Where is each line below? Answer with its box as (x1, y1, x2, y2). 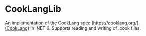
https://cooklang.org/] (93, 20, 139, 26)
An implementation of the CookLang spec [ (5, 20, 94, 26)
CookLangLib (5, 3, 61, 15)
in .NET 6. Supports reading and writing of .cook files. (30, 25, 141, 31)
